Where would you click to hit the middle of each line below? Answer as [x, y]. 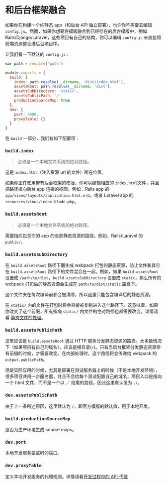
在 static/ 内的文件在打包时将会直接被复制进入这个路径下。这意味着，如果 [82, 305]
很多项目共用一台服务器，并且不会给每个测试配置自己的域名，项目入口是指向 [83, 376]
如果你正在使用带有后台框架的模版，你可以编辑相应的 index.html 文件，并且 [82, 183]
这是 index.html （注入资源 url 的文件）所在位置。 [56, 172]
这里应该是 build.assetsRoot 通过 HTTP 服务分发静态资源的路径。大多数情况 [83, 341]
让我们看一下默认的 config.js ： [38, 54]
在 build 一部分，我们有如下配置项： [42, 138]
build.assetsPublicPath [34, 330]
